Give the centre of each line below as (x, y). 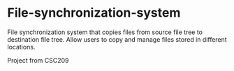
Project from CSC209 (38, 60)
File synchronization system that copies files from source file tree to (105, 32)
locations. (21, 47)
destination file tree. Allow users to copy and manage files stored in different (117, 39)
